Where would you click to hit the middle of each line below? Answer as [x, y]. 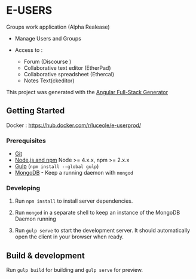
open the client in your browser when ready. [69, 237]
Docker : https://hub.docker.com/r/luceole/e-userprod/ [74, 125]
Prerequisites [26, 141]
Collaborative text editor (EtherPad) [68, 68]
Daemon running [36, 219]
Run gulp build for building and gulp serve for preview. [75, 270]
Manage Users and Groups [48, 38]
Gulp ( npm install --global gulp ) [57, 166]
